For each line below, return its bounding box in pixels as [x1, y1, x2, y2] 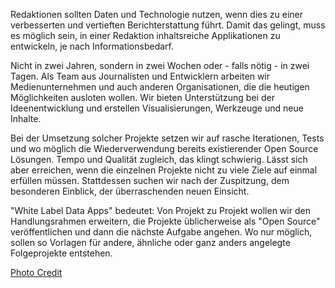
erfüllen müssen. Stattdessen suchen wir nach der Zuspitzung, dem [10, 175, 290, 186]
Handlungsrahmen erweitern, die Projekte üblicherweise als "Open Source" [10, 215, 321, 227]
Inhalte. [10, 113, 42, 124]
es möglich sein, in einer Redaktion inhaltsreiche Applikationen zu [10, 30, 281, 41]
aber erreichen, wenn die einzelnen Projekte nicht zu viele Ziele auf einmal [10, 164, 318, 176]
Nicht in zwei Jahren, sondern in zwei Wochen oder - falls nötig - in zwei [10, 60, 310, 71]
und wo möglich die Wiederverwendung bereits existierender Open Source [10, 143, 319, 154]
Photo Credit [10, 267, 63, 278]
